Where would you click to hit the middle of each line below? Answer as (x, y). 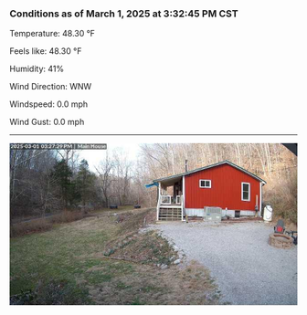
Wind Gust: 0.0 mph (47, 122)
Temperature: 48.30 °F (53, 34)
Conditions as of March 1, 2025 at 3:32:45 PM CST (124, 14)
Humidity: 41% (37, 69)
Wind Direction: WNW (51, 87)
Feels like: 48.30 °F (46, 51)
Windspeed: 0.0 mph (49, 104)
